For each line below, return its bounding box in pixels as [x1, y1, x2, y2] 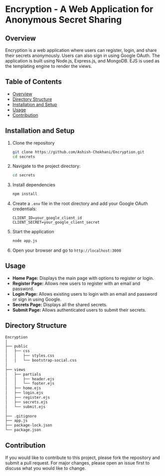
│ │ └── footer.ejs [5, 381, 55, 386]
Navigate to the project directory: [12, 163, 81, 169]
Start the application [12, 229, 54, 235]
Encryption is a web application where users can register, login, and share [5, 47, 157, 53]
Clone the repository [12, 140, 55, 146]
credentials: [12, 206, 37, 212]
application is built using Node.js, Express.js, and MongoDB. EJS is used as [5, 58, 160, 63]
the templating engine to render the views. [5, 63, 92, 69]
